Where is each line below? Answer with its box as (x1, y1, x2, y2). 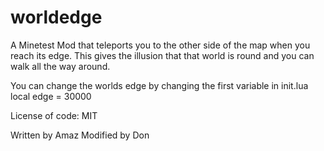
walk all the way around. (10, 60, 111, 72)
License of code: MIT (10, 109, 98, 121)
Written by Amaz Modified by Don (10, 129, 150, 141)
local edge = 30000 (10, 90, 92, 102)
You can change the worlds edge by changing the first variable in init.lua (10, 79, 309, 91)
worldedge (10, 6, 103, 29)
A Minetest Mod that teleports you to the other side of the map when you (10, 39, 311, 51)
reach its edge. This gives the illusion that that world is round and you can (10, 49, 315, 61)
